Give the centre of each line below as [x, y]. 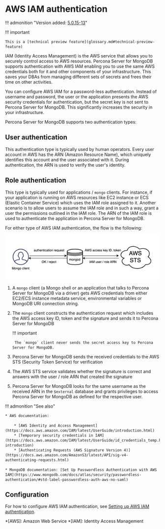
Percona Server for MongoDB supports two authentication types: [71, 122]
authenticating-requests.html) [37, 460]
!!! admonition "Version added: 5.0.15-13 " [46, 23]
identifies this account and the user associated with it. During [67, 160]
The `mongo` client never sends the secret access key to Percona [84, 343]
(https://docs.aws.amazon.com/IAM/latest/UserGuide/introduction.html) [80, 430]
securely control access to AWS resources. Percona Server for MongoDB [79, 61]
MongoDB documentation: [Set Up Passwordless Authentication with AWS [83, 470]
